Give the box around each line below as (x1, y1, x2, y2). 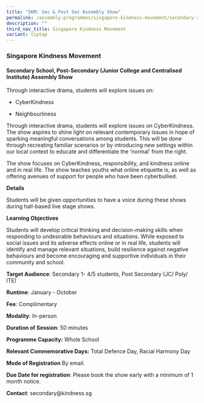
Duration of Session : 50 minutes (6, 324, 89, 332)
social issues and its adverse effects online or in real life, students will (6, 239, 181, 247)
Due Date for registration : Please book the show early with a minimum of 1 (6, 371, 194, 379)
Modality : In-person (6, 312, 57, 320)
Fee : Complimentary (6, 301, 58, 308)
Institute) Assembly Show (6, 73, 73, 80)
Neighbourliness (15, 110, 56, 117)
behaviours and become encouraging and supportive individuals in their (6, 252, 186, 259)
